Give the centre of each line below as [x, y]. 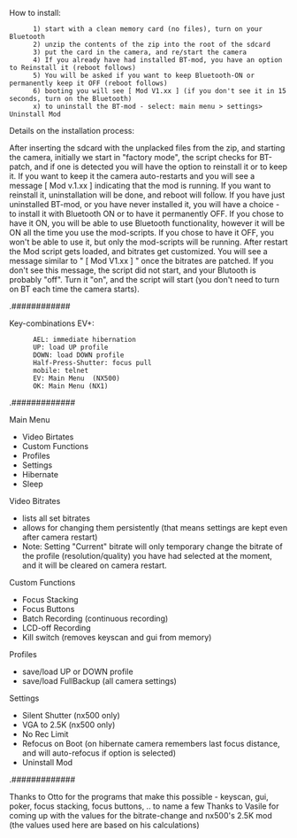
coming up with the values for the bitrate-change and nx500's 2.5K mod [141, 815]
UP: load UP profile [70, 347]
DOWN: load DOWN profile [78, 355]
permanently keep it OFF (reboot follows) [88, 83]
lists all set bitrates [56, 518]
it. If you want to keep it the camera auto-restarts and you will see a [132, 176]
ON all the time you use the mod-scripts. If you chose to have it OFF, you [141, 233]
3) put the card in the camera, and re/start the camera [140, 52]
